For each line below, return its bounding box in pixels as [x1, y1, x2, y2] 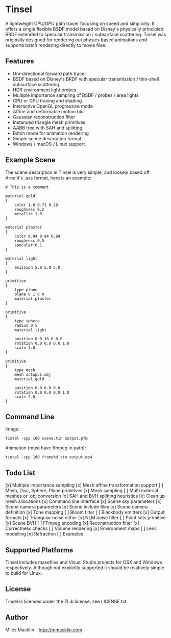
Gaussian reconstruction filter [12, 114, 76, 120]
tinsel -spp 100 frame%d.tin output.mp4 [5, 455, 93, 460]
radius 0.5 [14, 323, 38, 328]
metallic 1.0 [14, 211, 42, 216]
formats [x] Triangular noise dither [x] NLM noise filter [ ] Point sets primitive [5, 515, 166, 521]
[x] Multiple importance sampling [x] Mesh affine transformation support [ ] [5, 482, 163, 488]
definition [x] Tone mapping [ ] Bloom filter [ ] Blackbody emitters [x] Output [5, 509, 165, 516]
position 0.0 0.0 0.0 [14, 385, 60, 391]
